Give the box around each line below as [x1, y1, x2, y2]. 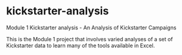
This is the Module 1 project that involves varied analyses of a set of [6, 35, 173, 42]
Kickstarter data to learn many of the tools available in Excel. [6, 42, 155, 49]
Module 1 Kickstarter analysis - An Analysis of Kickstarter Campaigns [6, 24, 177, 31]
